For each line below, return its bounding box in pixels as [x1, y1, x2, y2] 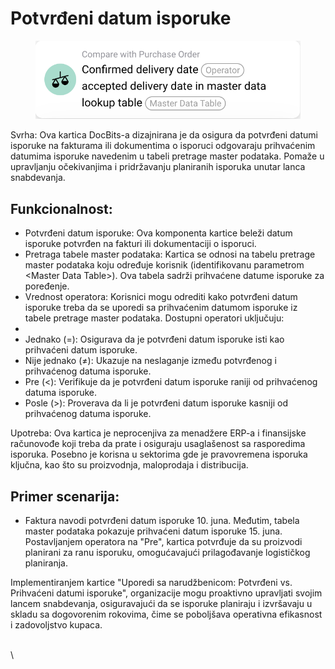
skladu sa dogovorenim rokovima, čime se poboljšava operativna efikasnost [10, 608, 323, 621]
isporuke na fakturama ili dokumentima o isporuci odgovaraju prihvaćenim [10, 140, 316, 152]
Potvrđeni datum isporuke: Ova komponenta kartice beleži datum [24, 227, 293, 239]
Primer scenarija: [10, 488, 120, 505]
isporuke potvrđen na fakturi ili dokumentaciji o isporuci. [24, 238, 257, 250]
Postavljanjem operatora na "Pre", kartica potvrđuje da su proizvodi [24, 536, 303, 548]
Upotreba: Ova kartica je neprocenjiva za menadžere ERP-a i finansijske [10, 427, 307, 439]
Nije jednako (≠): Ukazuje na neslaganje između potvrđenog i [24, 355, 277, 367]
